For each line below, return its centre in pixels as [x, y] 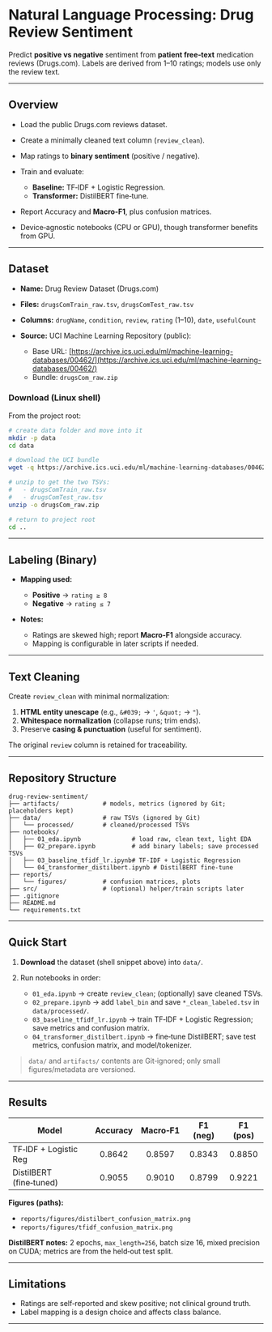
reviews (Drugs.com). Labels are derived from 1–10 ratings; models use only [135, 63]
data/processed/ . [61, 1010]
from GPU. [37, 236]
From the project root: [45, 416]
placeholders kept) [41, 811]
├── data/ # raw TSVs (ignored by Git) [104, 818]
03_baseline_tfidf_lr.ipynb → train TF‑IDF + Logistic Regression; [142, 1019]
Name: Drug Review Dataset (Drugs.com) [89, 288]
